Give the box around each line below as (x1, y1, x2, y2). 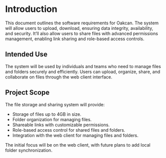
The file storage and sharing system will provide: (5, 101, 105, 107)
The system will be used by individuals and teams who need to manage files (5, 63, 162, 69)
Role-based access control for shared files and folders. (12, 127, 126, 133)
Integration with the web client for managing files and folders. (12, 132, 139, 138)
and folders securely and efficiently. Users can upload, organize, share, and (5, 69, 161, 75)
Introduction (5, 3, 58, 15)
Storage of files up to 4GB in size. (12, 111, 82, 117)
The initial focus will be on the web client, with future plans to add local (5, 142, 151, 148)
